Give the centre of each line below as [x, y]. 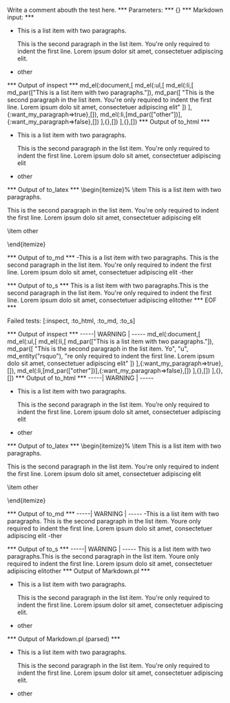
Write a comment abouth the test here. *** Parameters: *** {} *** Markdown [115, 10]
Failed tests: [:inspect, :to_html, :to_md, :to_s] [71, 321]
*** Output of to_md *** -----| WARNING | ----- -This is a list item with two [113, 514]
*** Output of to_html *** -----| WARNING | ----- [85, 378]
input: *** [21, 17]
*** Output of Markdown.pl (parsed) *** [64, 639]
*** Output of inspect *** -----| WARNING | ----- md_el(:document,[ [104, 334]
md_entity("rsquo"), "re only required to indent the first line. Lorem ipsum [111, 356]
